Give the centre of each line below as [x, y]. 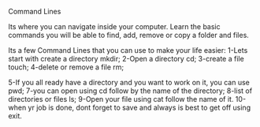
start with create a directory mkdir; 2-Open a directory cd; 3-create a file [126, 59]
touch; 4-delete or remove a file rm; [66, 67]
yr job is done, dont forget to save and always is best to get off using [139, 107]
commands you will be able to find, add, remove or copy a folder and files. [129, 35]
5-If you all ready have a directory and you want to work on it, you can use [129, 82]
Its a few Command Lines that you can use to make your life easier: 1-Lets [128, 50]
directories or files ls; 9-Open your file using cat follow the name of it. [121, 99]
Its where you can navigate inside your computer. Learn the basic [114, 26]
